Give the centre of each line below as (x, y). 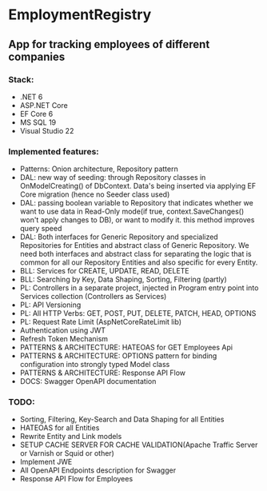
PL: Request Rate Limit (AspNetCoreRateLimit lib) (101, 322)
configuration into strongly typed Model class (95, 365)
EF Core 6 (36, 114)
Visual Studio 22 (47, 130)
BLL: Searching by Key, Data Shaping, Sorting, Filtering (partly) (124, 279)
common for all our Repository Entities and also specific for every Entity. (139, 262)
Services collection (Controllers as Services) (93, 297)
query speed (41, 229)
